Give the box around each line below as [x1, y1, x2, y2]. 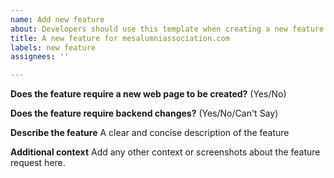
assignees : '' [10, 52, 70, 62]
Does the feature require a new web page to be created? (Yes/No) [10, 88, 287, 100]
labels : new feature [10, 42, 97, 53]
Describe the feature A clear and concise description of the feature [10, 127, 290, 139]
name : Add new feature [10, 14, 105, 25]
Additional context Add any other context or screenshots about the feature [10, 146, 321, 158]
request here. [10, 157, 66, 169]
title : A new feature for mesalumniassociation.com [10, 33, 230, 43]
